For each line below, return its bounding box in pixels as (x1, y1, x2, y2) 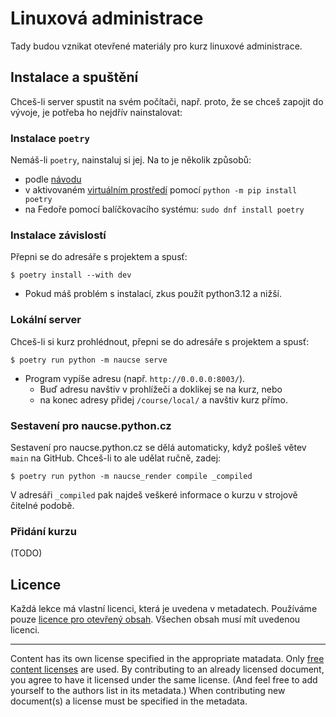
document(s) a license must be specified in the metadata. (10, 695, 248, 707)
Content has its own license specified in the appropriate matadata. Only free (10, 653, 325, 665)
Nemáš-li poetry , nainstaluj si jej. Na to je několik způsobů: (10, 154, 252, 166)
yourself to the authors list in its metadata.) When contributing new (10, 685, 286, 697)
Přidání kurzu (10, 524, 77, 538)
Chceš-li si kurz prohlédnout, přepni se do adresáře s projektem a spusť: (10, 335, 310, 347)
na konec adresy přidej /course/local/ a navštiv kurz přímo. (39, 393, 288, 406)
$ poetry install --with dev (10, 270, 132, 281)
